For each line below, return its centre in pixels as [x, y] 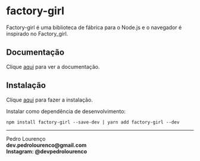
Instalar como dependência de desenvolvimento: [66, 111]
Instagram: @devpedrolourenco [47, 151]
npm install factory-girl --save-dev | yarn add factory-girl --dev [93, 122]
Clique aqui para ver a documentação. [53, 67]
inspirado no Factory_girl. [37, 33]
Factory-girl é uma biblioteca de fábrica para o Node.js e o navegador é [94, 27]
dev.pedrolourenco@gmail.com [46, 145]
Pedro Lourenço [26, 138]
